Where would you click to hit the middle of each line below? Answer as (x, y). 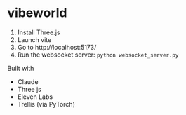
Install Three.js (39, 32)
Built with (21, 68)
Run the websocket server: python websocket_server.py (98, 55)
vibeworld (37, 13)
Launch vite (34, 39)
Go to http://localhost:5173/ (57, 47)
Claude (28, 81)
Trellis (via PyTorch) (46, 104)
